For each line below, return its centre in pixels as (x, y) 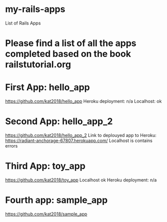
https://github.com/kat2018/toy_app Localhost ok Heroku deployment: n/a (81, 180)
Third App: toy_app (45, 166)
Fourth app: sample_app (57, 200)
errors (11, 146)
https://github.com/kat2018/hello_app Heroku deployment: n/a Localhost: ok (83, 101)
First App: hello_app (48, 87)
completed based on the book (68, 54)
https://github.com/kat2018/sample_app (46, 214)
